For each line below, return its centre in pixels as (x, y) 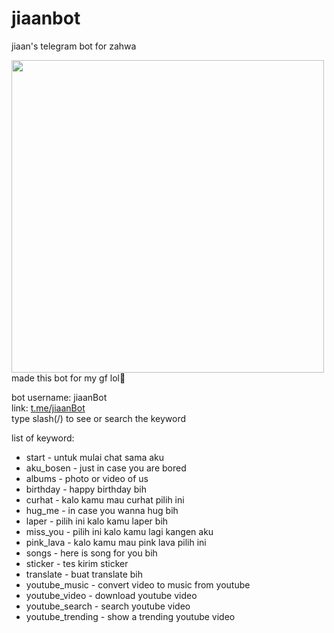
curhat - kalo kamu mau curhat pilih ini (105, 499)
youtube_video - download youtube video (111, 595)
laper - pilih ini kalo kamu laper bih (97, 521)
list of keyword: (43, 438)
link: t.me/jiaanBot (48, 408)
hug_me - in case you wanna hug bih (102, 510)
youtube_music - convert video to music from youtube (138, 584)
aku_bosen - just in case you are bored (106, 468)
